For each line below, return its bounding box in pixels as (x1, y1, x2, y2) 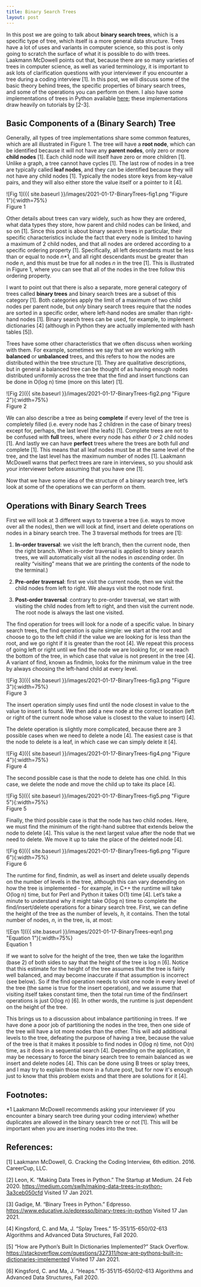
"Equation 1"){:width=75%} (6, 934, 73, 942)
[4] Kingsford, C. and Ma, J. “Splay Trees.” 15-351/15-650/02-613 (6, 1225, 168, 1232)
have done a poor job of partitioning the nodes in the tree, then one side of (6, 1021, 191, 1029)
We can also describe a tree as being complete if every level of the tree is (6, 415, 189, 422)
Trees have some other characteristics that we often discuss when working (6, 340, 192, 347)
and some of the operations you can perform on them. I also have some (6, 88, 184, 95)
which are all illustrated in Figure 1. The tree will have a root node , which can (6, 140, 196, 148)
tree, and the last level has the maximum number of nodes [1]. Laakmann (6, 452, 186, 460)
